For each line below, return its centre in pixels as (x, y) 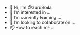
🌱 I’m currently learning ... (35, 17)
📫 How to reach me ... (32, 28)
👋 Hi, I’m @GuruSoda (31, 7)
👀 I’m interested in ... (30, 12)
